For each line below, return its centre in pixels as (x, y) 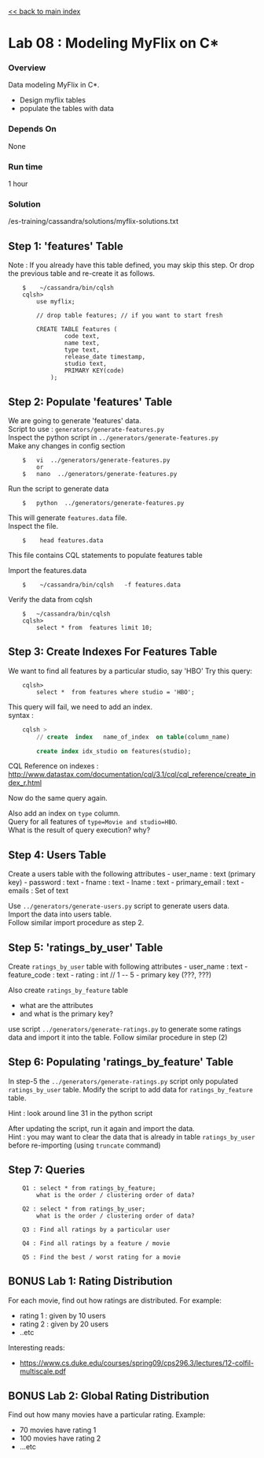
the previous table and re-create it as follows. (82, 273)
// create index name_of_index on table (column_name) (133, 737)
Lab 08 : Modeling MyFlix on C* (114, 43)
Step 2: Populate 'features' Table (90, 402)
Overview (27, 68)
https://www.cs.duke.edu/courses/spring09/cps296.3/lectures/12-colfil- (136, 1363)
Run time (26, 166)
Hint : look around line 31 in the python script (81, 1113)
